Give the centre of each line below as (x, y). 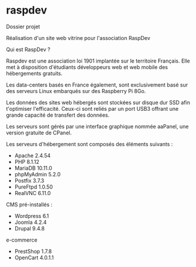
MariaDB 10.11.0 (33, 168)
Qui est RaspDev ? (28, 49)
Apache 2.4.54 (33, 155)
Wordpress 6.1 (32, 216)
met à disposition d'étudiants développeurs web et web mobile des (87, 67)
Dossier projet (23, 27)
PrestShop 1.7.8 (33, 251)
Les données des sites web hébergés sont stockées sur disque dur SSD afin (98, 102)
